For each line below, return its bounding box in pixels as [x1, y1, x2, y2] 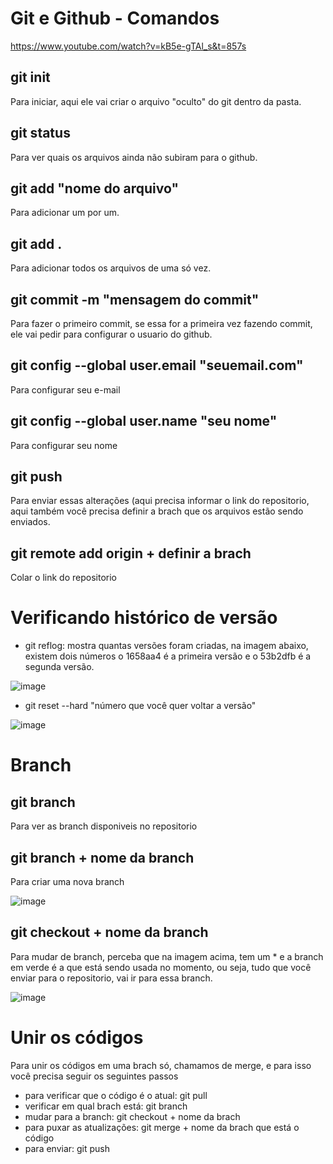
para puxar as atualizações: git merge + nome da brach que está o [24, 1121, 300, 1133]
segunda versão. [24, 661, 95, 673]
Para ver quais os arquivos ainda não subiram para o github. [10, 151, 258, 163]
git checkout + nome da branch [10, 924, 209, 941]
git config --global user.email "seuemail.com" [10, 357, 304, 374]
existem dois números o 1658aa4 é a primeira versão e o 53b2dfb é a [24, 650, 312, 662]
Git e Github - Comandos [10, 7, 220, 30]
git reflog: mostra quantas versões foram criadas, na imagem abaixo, [24, 640, 309, 652]
